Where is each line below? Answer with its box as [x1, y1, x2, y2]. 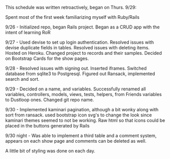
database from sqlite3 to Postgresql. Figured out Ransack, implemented [5, 71, 155, 77]
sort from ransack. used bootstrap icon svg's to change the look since [5, 112, 152, 118]
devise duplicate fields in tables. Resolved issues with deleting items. [5, 45, 150, 50]
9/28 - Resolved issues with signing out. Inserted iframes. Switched [5, 66, 147, 71]
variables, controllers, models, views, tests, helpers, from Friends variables [5, 91, 162, 97]
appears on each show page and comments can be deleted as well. [5, 138, 147, 144]
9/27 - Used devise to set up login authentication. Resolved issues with [5, 39, 154, 45]
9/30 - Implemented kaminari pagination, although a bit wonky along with [5, 107, 159, 112]
